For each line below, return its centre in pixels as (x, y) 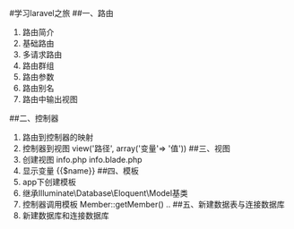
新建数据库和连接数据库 (65, 216)
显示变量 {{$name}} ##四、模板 (80, 171)
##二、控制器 (34, 118)
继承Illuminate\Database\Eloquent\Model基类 (105, 193)
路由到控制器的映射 (58, 137)
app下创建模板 (49, 182)
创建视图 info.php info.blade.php (82, 160)
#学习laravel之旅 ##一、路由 (61, 13)
